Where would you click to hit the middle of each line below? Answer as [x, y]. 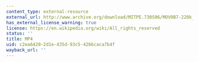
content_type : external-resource [47, 12]
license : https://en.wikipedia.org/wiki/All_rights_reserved [83, 28]
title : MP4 [20, 39]
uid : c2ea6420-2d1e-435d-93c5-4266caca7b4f [61, 45]
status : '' [20, 34]
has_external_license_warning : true [51, 22]
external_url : [24, 17]
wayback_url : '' [26, 50]
